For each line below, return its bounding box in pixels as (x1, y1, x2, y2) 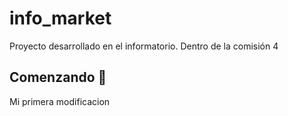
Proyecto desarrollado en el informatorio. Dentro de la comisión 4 (9, 40, 279, 52)
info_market (9, 7, 112, 30)
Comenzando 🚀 (9, 69, 107, 86)
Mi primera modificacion (9, 95, 111, 107)
